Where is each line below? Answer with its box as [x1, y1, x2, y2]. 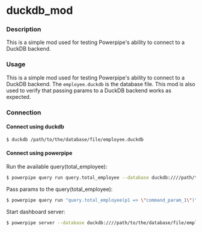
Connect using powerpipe [6, 149, 73, 157]
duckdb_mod [6, 4, 73, 17]
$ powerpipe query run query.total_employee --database [6, 174, 149, 181]
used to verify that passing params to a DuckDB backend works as [6, 87, 171, 94]
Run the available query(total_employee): [6, 163, 108, 170]
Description [6, 25, 41, 34]
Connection [6, 108, 41, 116]
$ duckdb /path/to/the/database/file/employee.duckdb [6, 136, 144, 142]
